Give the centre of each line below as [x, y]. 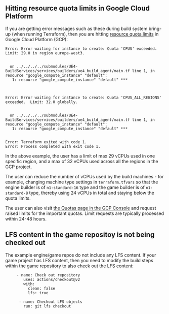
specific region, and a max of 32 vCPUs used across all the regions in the [82, 161]
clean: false [41, 288]
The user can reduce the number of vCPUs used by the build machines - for [85, 176]
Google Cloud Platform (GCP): [37, 39]
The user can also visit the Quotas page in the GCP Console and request [81, 208]
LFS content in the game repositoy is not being [80, 235]
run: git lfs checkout [47, 306]
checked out [25, 243]
